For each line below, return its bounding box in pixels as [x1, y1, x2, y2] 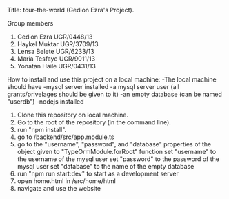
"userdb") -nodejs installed [7, 97, 84, 106]
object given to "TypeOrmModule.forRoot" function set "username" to [17, 148, 216, 155]
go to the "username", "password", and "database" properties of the [17, 140, 212, 148]
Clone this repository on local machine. [17, 111, 129, 119]
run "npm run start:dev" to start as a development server [17, 169, 179, 178]
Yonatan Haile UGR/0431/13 [17, 62, 97, 70]
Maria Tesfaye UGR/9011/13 [17, 55, 95, 63]
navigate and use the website [17, 184, 101, 192]
